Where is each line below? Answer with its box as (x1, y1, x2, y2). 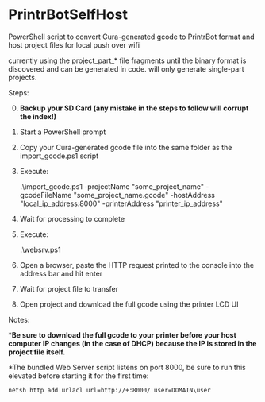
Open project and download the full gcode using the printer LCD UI (19, 300, 239, 309)
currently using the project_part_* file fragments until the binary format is (8, 56, 247, 65)
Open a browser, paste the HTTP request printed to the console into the (19, 260, 255, 269)
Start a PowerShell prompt (19, 127, 106, 137)
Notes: (8, 315, 30, 324)
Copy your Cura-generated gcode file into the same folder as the (19, 142, 232, 152)
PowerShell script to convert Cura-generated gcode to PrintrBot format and (8, 32, 255, 41)
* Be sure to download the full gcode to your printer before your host (8, 330, 236, 339)
